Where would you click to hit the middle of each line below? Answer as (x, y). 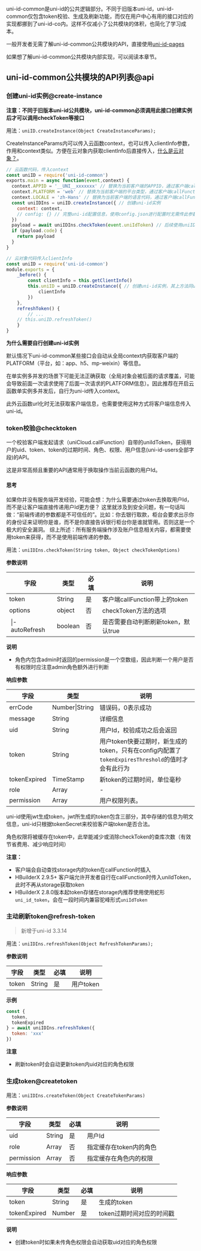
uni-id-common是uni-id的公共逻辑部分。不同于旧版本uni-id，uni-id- (90, 9)
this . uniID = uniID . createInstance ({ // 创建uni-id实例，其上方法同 (110, 287)
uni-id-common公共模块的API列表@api (80, 78)
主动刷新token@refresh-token (51, 917)
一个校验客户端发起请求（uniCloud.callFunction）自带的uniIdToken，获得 (96, 442)
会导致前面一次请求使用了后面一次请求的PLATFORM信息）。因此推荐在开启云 (100, 384)
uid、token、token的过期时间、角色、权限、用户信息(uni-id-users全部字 (105, 450)
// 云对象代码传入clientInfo (39, 258)
